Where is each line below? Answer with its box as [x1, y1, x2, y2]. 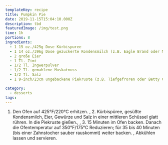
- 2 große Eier [9, 53, 41, 59]
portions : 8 [5, 35, 30, 40]
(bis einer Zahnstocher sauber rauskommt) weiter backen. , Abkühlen [12, 130, 155, 136]
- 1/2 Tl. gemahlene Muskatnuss [9, 68, 77, 73]
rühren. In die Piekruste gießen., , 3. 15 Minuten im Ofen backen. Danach [12, 119, 161, 125]
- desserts [9, 90, 32, 95]
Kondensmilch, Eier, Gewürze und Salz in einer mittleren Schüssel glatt [12, 114, 158, 120]
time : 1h [5, 30, 23, 35]
